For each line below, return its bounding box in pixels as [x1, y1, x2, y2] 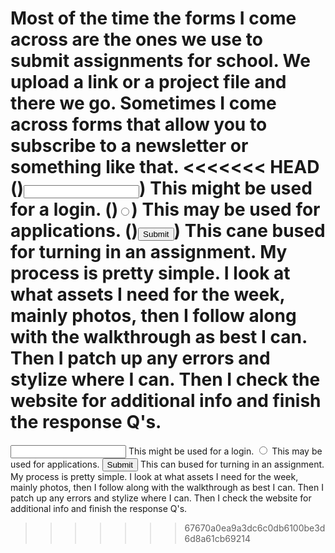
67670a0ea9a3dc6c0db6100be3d [184, 522, 326, 534]
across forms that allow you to [10, 113, 268, 136]
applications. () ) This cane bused [10, 220, 326, 242]
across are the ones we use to [10, 28, 263, 51]
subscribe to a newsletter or [10, 135, 249, 157]
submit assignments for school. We [10, 50, 311, 72]
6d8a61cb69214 [184, 532, 251, 544]
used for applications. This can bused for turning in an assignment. [10, 458, 325, 470]
